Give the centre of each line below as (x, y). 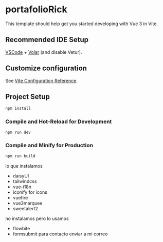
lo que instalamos (24, 166)
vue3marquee (28, 203)
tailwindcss (25, 181)
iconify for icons (30, 192)
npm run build (21, 156)
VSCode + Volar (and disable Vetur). (44, 52)
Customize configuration (46, 68)
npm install (18, 109)
